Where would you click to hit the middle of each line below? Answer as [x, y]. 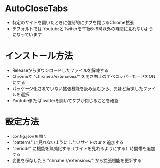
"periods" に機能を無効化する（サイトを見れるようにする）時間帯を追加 [84, 148]
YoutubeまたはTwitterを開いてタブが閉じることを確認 [65, 100]
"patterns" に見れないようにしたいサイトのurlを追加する [68, 142]
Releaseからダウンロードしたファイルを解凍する [60, 70]
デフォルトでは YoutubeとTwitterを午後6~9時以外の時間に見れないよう [83, 28]
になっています [27, 34]
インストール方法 [39, 56]
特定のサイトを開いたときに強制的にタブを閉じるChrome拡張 [73, 22]
